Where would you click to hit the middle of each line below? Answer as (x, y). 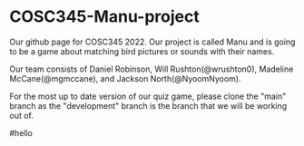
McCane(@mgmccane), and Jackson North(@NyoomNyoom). (126, 78)
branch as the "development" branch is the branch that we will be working (148, 105)
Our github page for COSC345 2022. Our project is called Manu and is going (152, 42)
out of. (22, 115)
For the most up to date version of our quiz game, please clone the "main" (148, 96)
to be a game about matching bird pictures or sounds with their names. (142, 51)
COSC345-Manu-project (104, 17)
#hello (21, 132)
